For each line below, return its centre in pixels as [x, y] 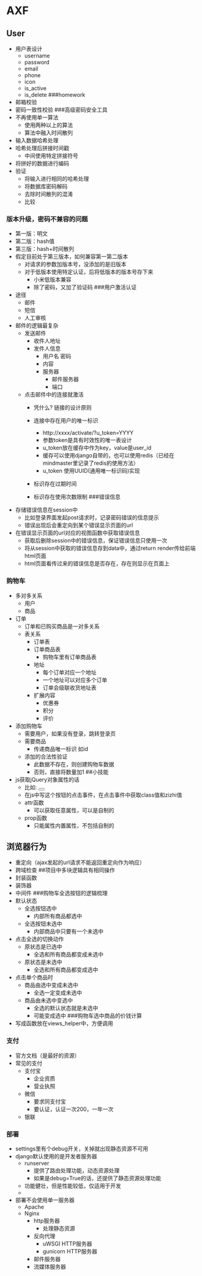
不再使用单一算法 [37, 117]
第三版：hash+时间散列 [45, 249]
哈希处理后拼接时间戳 [42, 148]
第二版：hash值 [35, 241]
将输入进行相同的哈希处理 [57, 179]
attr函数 [34, 802]
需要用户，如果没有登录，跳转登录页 [70, 733]
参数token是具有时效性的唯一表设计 [87, 440]
